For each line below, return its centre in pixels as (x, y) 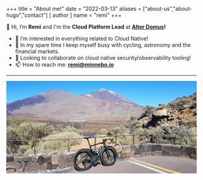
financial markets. (37, 51)
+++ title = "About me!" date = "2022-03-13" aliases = (74, 9)
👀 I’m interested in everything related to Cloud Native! (82, 38)
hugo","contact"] (27, 15)
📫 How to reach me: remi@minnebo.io (64, 65)
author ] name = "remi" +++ (87, 15)
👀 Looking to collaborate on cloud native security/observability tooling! (103, 58)
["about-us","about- (167, 9)
